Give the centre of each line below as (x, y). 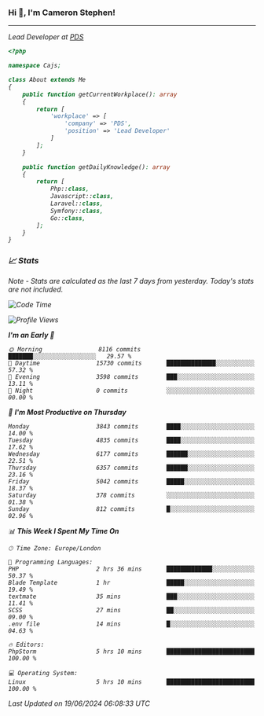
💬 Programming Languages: (50, 562)
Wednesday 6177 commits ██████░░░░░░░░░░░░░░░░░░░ (132, 454)
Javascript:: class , (82, 196)
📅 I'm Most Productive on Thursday (68, 412)
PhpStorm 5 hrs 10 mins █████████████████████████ (132, 652)
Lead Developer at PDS (46, 37)
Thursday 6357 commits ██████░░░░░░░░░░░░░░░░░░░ (132, 468)
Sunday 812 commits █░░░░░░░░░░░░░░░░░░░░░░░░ (132, 509)
